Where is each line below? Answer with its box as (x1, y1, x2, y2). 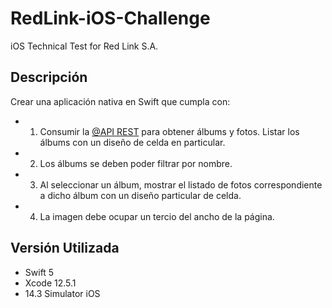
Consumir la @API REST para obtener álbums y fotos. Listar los (39, 125, 300, 137)
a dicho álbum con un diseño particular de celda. (39, 189, 242, 201)
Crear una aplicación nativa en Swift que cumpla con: (10, 95, 231, 107)
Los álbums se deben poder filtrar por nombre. (39, 157, 233, 169)
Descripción (10, 69, 88, 86)
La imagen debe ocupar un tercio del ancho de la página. (39, 210, 275, 222)
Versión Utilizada (10, 240, 120, 257)
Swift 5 (24, 266, 55, 278)
